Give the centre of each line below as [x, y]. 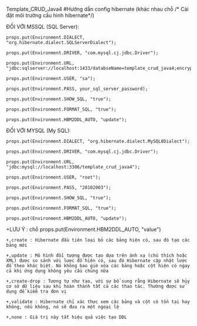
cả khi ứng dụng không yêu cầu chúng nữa [57, 271]
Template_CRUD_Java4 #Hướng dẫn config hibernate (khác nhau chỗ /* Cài [97, 9]
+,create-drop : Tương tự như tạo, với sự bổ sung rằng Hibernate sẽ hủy [98, 281]
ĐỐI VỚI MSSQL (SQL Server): [43, 27]
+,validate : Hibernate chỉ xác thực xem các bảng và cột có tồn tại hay [98, 302]
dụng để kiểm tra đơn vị [36, 291]
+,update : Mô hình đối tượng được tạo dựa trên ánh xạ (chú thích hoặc [97, 256]
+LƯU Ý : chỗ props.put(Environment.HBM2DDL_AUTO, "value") [84, 229]
